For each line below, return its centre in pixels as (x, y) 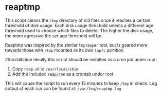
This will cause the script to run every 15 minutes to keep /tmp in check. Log (81, 83)
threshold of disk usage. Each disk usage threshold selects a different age (79, 25)
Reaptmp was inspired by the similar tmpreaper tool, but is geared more (76, 45)
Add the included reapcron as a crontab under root (63, 74)
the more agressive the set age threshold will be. (54, 36)
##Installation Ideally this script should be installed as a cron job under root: (81, 59)
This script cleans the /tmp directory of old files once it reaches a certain (78, 20)
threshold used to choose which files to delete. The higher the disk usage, (79, 30)
